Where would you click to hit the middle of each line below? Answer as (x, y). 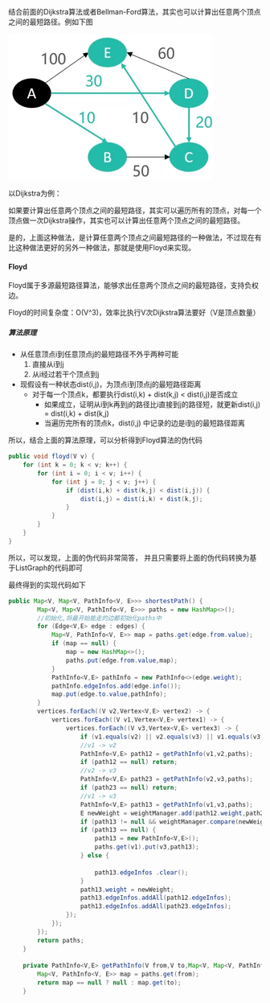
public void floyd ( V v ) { (51, 457)
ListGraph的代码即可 (49, 567)
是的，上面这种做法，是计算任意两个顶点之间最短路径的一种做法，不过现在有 (135, 237)
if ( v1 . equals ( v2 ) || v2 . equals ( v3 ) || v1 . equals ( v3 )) (174, 737)
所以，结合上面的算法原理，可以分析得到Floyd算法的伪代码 (105, 440)
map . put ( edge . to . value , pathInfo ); (109, 694)
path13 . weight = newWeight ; (127, 890)
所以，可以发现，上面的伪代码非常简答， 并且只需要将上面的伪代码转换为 (129, 557)
